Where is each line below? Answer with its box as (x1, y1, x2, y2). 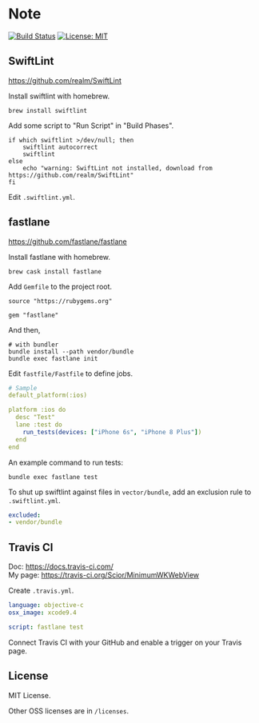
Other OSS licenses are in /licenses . (8, 705, 129, 716)
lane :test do (15, 421, 62, 429)
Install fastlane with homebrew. (8, 252, 110, 262)
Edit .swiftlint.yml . (8, 192, 76, 202)
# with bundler (8, 341, 59, 349)
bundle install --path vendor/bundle (8, 347, 134, 356)
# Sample (8, 384, 38, 392)
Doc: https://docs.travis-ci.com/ (8, 561, 114, 572)
